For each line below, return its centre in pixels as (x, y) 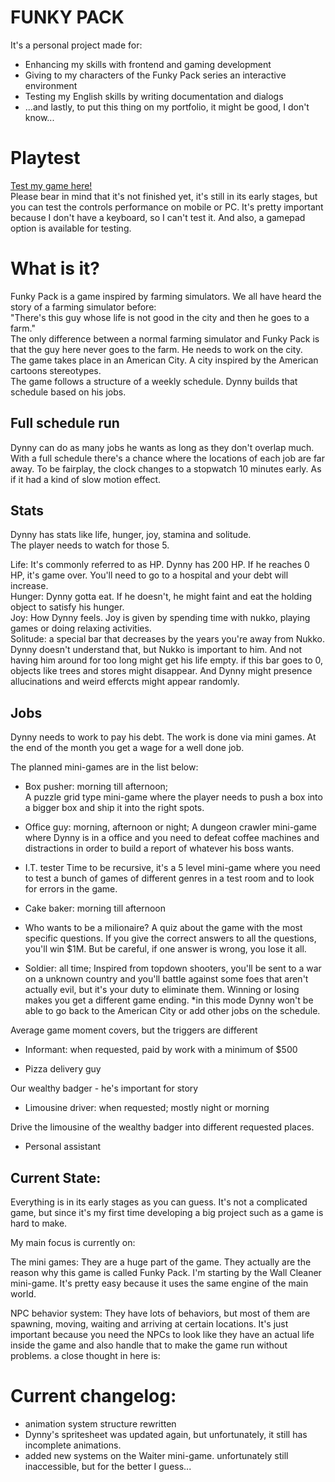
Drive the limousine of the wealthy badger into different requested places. (162, 1127)
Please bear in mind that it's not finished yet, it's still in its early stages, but (164, 196)
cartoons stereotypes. (56, 370)
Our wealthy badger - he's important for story (104, 1088)
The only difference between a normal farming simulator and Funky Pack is (165, 338)
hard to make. (39, 1223)
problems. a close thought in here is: (85, 1356)
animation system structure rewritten (100, 1424)
